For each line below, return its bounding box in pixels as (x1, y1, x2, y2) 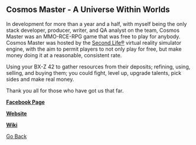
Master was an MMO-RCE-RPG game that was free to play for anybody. (6, 32, 181, 40)
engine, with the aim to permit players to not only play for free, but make (6, 45, 182, 52)
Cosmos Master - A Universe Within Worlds (6, 5, 170, 15)
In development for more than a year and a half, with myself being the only (6, 20, 187, 27)
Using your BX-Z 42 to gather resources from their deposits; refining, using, (6, 63, 191, 70)
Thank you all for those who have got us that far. (6, 87, 124, 94)
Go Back (6, 133, 27, 140)
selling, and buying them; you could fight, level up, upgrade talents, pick (6, 69, 182, 76)
